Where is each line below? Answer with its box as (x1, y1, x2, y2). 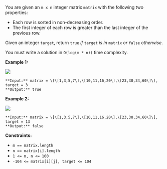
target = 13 (5, 119, 30, 124)
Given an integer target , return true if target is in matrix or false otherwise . (5, 40, 163, 46)
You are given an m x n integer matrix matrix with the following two (5, 5, 144, 10)
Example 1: (5, 59, 29, 65)
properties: (5, 10, 28, 16)
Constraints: (5, 132, 32, 138)
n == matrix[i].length (12, 148, 60, 153)
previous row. (12, 30, 41, 36)
